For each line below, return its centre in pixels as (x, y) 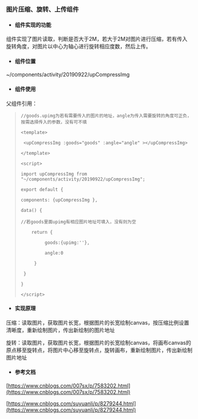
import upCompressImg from (54, 174)
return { (42, 232)
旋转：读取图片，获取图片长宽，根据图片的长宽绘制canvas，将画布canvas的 (99, 342)
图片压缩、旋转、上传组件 (43, 9)
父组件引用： (22, 103)
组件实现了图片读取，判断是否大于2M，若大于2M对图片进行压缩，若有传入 (97, 39)
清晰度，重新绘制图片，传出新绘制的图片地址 (61, 330)
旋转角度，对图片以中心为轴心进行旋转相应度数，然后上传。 (79, 46)
